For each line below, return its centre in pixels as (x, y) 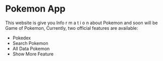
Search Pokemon (30, 43)
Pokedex (22, 38)
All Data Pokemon (31, 48)
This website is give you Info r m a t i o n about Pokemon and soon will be (82, 23)
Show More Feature (33, 54)
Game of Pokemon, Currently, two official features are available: (72, 28)
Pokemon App (35, 9)
